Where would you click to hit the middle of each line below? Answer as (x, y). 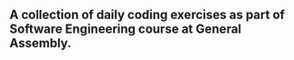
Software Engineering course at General (126, 30)
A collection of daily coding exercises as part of (147, 15)
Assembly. (41, 43)
